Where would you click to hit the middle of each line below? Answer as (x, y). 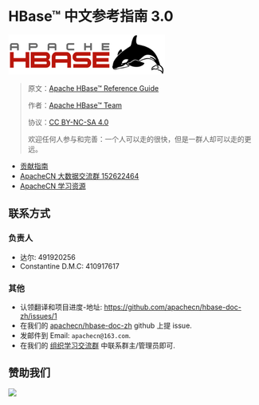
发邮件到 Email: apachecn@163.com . (75, 335)
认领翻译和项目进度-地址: (61, 307)
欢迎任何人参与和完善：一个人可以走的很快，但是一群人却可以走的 (136, 139)
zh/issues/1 (38, 316)
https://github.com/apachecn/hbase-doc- (173, 307)
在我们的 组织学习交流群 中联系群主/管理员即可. (97, 345)
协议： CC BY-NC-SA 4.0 (68, 122)
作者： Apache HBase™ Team (75, 105)
